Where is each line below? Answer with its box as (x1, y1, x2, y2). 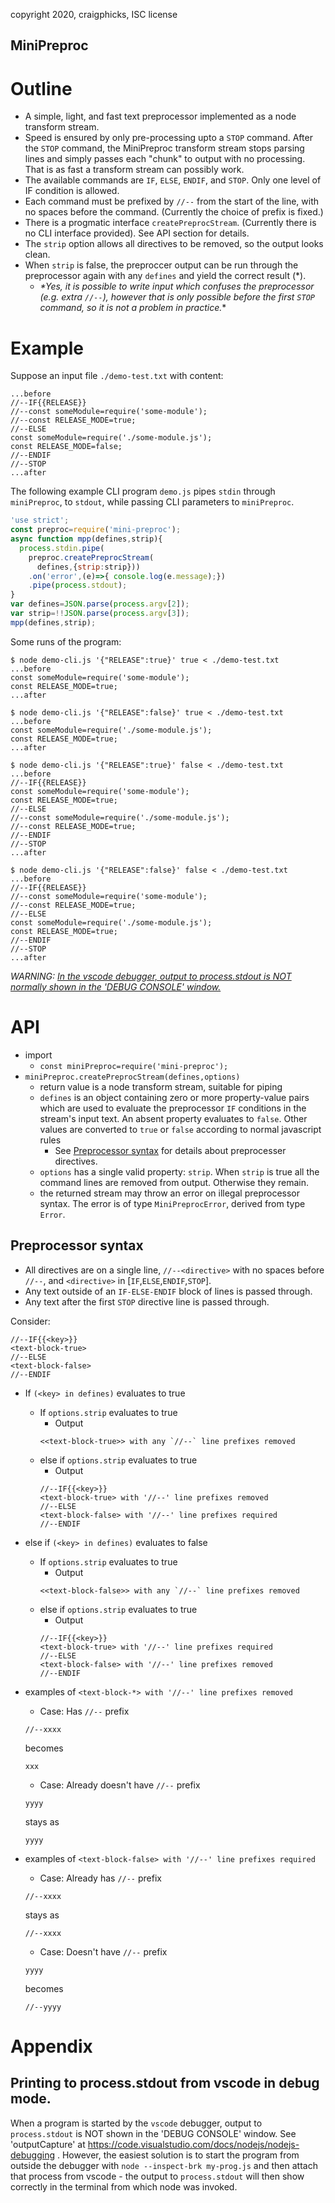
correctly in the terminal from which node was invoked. (10, 2180, 238, 2193)
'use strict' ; (10, 515, 70, 526)
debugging (10, 2149, 56, 2161)
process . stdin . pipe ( (19, 543, 105, 553)
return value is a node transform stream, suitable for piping (39, 1080, 283, 1093)
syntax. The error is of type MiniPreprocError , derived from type (39, 1197, 306, 1209)
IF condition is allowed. (24, 185, 120, 197)
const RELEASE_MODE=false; (10, 442, 123, 452)
